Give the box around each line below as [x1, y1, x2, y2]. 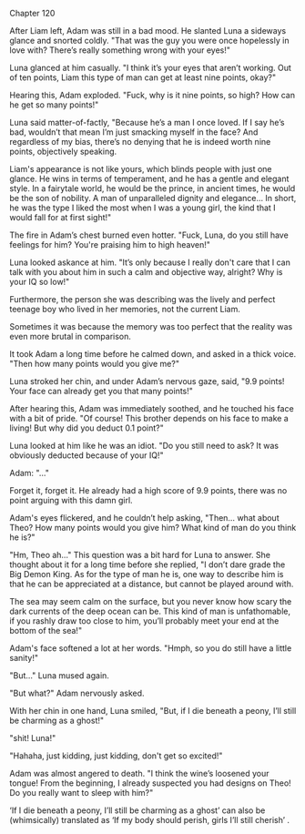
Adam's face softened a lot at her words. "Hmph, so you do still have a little [9, 643, 292, 654]
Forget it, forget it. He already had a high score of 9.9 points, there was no [9, 485, 288, 495]
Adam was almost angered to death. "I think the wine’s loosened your [9, 768, 270, 778]
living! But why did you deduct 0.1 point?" [9, 422, 164, 433]
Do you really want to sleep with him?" [9, 788, 154, 798]
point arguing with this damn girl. [9, 495, 134, 505]
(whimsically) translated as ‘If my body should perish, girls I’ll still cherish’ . [9, 815, 290, 825]
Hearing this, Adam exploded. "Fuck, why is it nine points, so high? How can [9, 90, 296, 100]
